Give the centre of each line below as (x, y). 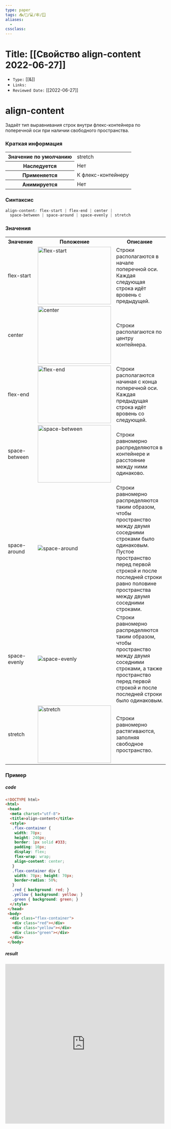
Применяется (40, 175)
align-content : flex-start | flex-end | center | (59, 211)
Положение (75, 242)
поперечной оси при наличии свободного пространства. (67, 130)
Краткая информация (34, 144)
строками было (135, 539)
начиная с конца (137, 381)
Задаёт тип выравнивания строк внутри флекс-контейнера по (73, 125)
